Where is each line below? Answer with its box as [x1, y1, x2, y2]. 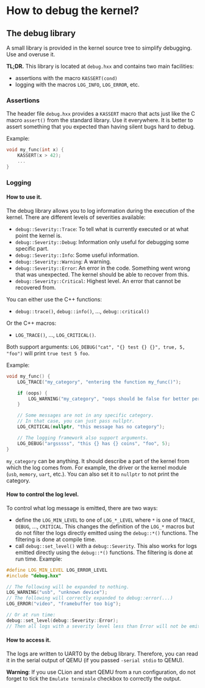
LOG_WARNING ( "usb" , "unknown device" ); [6, 590, 108, 596]
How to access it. [6, 637, 51, 644]
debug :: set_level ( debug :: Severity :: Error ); [6, 617, 119, 624]
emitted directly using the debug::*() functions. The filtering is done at [15, 549, 193, 556]
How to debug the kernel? [6, 4, 139, 18]
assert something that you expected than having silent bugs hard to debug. [6, 123, 195, 130]
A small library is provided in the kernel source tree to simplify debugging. [6, 44, 192, 51]
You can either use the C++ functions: [6, 295, 103, 303]
